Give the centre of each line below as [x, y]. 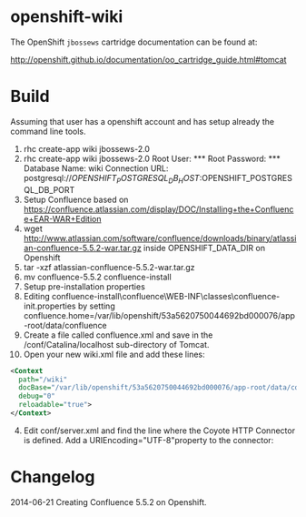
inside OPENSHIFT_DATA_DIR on [204, 248]
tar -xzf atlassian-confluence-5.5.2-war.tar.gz [109, 267]
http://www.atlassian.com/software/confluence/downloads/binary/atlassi [160, 238]
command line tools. [48, 131]
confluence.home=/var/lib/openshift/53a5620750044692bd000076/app [159, 315]
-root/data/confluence [65, 325]
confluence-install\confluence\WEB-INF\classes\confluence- [166, 296]
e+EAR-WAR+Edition [62, 218]
